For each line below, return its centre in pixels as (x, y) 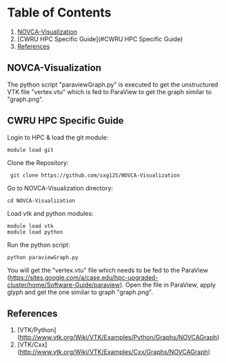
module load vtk (30, 226)
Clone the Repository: (38, 162)
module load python (35, 232)
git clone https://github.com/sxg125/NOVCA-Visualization (95, 175)
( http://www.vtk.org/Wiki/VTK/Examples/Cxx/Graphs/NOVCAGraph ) (114, 352)
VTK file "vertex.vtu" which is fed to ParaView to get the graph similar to (110, 91)
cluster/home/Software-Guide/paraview (64, 285)
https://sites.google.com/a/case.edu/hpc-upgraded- (84, 277)
